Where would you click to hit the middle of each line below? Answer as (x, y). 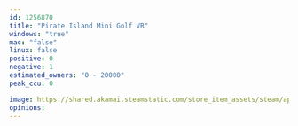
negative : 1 (31, 67)
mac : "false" (33, 42)
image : (21, 99)
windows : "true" (39, 34)
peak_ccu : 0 (31, 83)
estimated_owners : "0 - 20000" (67, 75)
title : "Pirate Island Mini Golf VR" (79, 26)
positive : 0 (31, 59)
